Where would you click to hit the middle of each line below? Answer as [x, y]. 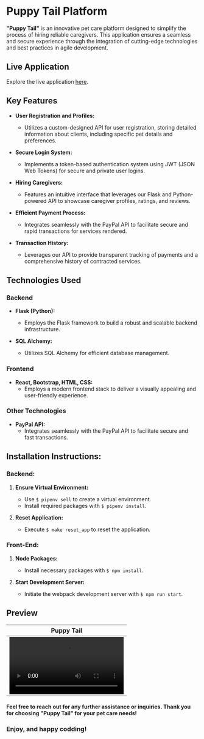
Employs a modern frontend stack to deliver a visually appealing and [110, 389]
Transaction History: [42, 243]
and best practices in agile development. [57, 48]
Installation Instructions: [54, 457]
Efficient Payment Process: [50, 213]
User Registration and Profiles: [55, 116]
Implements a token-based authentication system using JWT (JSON [110, 164]
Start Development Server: [50, 582]
